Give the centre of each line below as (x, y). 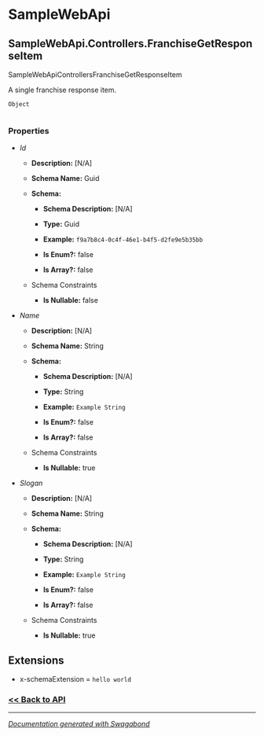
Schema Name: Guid (65, 178)
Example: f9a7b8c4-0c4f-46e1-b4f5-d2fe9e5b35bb (123, 239)
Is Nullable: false (70, 300)
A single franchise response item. (62, 90)
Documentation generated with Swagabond (79, 724)
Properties (29, 131)
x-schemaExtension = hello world (75, 679)
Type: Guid (61, 224)
